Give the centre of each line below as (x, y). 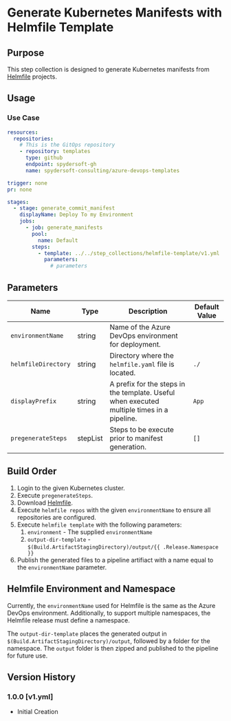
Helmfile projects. (32, 77)
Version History (41, 677)
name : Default (58, 240)
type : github (44, 158)
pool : (40, 234)
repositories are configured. (56, 517)
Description (148, 311)
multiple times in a (139, 410)
